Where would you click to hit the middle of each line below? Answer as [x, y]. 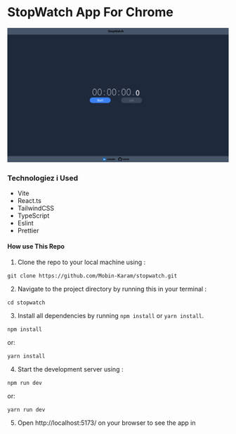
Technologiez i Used [43, 178]
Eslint [25, 223]
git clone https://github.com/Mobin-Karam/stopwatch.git [92, 276]
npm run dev [25, 383]
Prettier [28, 230]
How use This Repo [36, 246]
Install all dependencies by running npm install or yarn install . [111, 316]
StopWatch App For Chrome [90, 12]
